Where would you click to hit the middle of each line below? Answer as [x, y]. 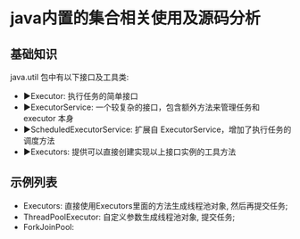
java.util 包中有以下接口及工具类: [70, 77]
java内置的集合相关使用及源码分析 [136, 18]
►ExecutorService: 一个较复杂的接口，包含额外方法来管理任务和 [141, 107]
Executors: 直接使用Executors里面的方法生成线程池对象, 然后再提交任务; [155, 205]
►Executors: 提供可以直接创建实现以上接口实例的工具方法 [129, 152]
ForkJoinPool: [49, 227]
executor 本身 [48, 118]
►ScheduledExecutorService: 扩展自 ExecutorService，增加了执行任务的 [157, 129]
